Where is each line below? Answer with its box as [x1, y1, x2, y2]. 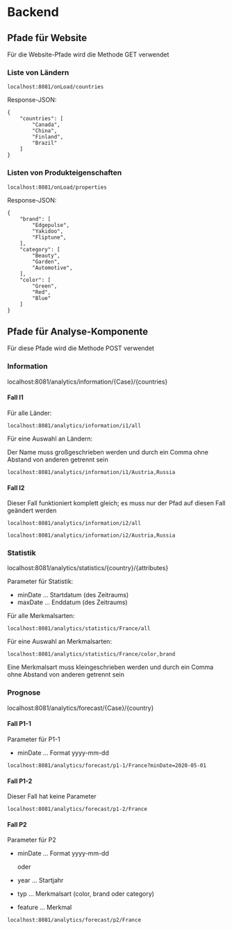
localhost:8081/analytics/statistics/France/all [7, 625, 151, 632]
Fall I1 [7, 393, 24, 402]
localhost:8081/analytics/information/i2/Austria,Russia [7, 532, 176, 539]
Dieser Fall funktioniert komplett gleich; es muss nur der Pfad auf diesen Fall [7, 499, 226, 507]
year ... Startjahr [17, 876, 64, 885]
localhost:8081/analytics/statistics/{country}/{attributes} [7, 564, 169, 572]
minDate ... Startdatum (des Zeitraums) [17, 591, 129, 599]
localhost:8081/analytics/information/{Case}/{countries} [7, 377, 168, 386]
